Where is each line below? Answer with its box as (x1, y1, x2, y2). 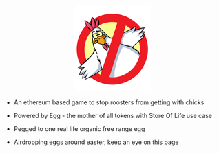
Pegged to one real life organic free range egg (13, 125, 145, 132)
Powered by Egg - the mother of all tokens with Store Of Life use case (13, 112, 212, 119)
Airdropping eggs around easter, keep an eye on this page (13, 138, 179, 146)
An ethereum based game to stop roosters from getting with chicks (13, 98, 205, 106)
